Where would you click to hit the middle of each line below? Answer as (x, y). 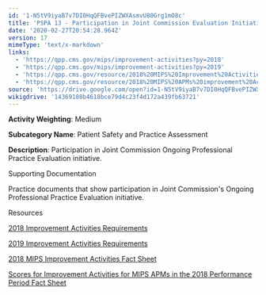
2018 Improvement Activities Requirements (78, 228)
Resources (26, 213)
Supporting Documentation (52, 174)
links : (19, 52)
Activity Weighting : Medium (55, 119)
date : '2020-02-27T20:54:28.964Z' (65, 30)
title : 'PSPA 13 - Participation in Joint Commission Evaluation (118, 23)
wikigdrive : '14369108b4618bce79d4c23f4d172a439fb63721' (104, 97)
